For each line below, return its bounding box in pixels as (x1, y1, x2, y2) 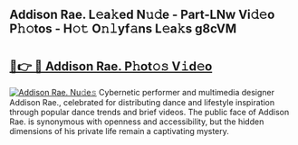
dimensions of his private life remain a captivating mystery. (9, 126, 229, 136)
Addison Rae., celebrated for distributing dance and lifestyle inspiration (9, 97, 275, 107)
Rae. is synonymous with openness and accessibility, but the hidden (9, 116, 264, 127)
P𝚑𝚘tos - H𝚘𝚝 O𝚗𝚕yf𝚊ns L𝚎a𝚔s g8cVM (9, 22, 237, 37)
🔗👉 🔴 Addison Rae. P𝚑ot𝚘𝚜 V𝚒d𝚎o (9, 59, 213, 74)
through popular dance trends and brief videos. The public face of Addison (9, 107, 290, 117)
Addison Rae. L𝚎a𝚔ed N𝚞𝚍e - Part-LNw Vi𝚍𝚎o (9, 7, 275, 23)
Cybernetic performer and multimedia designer (98, 87, 274, 97)
